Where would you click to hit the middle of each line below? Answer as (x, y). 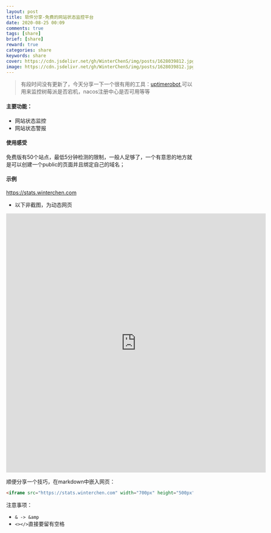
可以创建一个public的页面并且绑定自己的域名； (68, 164)
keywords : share (26, 56)
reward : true (22, 45)
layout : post (22, 12)
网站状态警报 (30, 128)
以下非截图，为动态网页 (43, 204)
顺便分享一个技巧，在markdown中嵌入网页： (61, 481)
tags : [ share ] (24, 34)
